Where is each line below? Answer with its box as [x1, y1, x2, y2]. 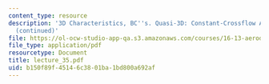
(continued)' [15, 26, 59, 34]
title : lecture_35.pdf [8, 57, 84, 65]
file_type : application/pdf [8, 42, 102, 50]
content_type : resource [8, 11, 88, 20]
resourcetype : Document [8, 49, 88, 57]
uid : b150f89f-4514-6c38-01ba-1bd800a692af [8, 64, 156, 72]
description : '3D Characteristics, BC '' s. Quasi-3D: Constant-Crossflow [8, 19, 256, 27]
